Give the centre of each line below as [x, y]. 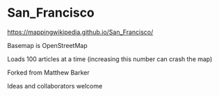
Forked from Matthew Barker [49, 72]
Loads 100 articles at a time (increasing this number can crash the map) [110, 59]
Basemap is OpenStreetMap [48, 45]
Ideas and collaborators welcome [55, 86]
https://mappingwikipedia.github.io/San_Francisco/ [80, 32]
